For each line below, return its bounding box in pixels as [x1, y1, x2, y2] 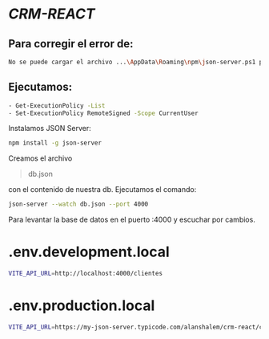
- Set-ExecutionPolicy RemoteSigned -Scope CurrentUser [8, 109, 199, 117]
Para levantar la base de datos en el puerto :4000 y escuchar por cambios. [8, 214, 256, 225]
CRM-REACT [8, 5, 95, 23]
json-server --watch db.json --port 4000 [8, 200, 149, 209]
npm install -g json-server [8, 139, 102, 147]
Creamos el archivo [8, 153, 73, 163]
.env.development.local [8, 243, 170, 261]
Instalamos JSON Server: [8, 124, 92, 133]
